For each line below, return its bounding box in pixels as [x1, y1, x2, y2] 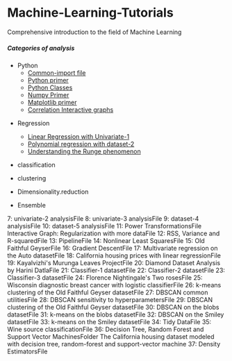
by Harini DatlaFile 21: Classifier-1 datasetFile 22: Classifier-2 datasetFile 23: [7, 266, 226, 274]
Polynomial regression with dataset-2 [27, 140, 135, 148]
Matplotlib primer [27, 98, 77, 106]
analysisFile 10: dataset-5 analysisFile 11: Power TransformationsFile [7, 221, 202, 230]
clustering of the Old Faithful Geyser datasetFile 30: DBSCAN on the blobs [7, 303, 220, 311]
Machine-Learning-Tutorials [7, 5, 174, 21]
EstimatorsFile [7, 347, 48, 355]
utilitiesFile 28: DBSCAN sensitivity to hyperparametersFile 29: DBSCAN [7, 295, 213, 303]
